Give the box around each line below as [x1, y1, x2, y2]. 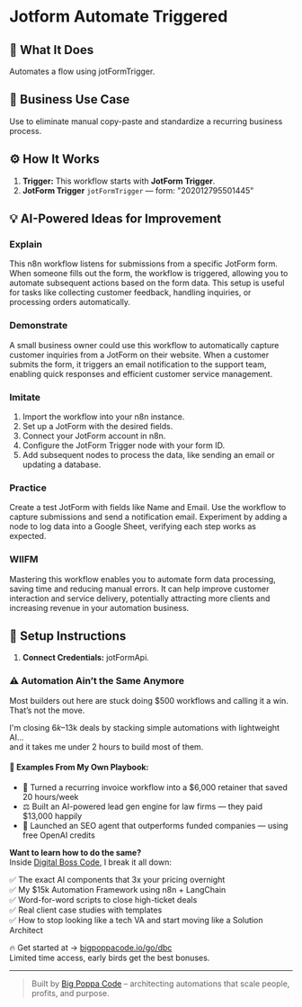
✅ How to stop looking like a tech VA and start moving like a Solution [9, 914, 263, 925]
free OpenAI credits [22, 830, 96, 841]
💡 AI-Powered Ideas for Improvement [9, 211, 222, 227]
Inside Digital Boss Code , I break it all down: [9, 857, 173, 868]
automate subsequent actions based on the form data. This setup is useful [9, 277, 285, 289]
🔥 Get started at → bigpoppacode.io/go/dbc [9, 942, 173, 953]
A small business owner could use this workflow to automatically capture [9, 339, 280, 350]
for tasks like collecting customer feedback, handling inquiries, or [9, 287, 252, 298]
